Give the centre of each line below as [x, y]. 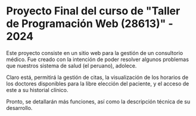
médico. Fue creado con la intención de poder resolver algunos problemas [98, 59]
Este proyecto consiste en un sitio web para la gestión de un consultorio [95, 53]
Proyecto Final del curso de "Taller [93, 11]
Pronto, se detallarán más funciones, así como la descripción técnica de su [98, 101]
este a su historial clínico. [37, 90]
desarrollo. [19, 108]
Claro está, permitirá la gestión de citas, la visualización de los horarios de [97, 77]
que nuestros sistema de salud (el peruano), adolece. [71, 65]
